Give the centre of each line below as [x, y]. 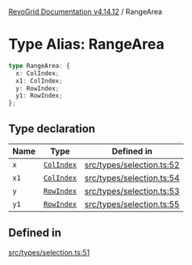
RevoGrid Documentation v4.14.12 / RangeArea [86, 12]
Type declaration [52, 128]
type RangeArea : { [39, 65]
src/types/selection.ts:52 [132, 165]
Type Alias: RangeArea [86, 44]
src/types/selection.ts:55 [132, 204]
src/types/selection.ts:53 [132, 191]
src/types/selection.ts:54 [132, 178]
